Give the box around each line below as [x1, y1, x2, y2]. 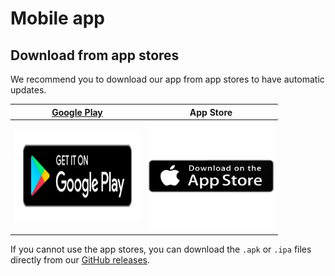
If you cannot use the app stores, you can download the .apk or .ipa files [10, 243, 312, 256]
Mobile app [10, 7, 105, 30]
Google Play [51, 106, 103, 118]
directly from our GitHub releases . [10, 254, 151, 266]
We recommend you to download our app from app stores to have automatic [10, 73, 325, 85]
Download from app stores [10, 47, 180, 64]
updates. [10, 84, 47, 96]
